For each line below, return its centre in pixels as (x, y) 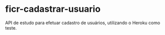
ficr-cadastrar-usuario (53, 9)
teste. (11, 28)
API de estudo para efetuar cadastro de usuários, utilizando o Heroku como (83, 23)
